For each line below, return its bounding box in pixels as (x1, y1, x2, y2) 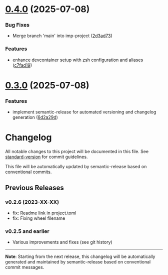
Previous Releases (5, 183, 64, 192)
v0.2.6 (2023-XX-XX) (5, 198, 59, 205)
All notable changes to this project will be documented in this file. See (5, 149, 149, 155)
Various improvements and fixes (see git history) (12, 239, 112, 245)
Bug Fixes (5, 22, 30, 29)
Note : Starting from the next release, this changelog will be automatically (5, 253, 155, 259)
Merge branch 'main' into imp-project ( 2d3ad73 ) (12, 33, 112, 39)
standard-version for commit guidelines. (5, 154, 88, 160)
